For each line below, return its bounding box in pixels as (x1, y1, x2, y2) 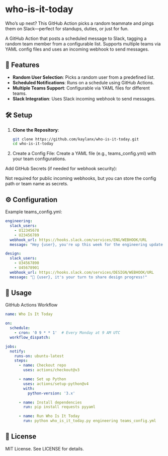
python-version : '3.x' (27, 390, 75, 396)
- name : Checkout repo (18, 363, 66, 368)
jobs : (5, 344, 17, 349)
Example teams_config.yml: (5, 209, 62, 215)
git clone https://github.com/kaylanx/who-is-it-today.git (12, 136, 139, 142)
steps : (14, 358, 28, 363)
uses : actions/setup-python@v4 (23, 381, 89, 386)
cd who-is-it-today (12, 141, 54, 146)
